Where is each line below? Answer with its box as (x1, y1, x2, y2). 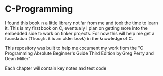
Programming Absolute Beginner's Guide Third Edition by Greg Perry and (5, 50, 154, 56)
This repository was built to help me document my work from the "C (5, 45, 144, 51)
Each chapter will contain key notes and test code (5, 65, 107, 71)
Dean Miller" (5, 55, 31, 61)
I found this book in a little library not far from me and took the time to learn (5, 20, 158, 26)
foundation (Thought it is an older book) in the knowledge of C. (5, 36, 133, 41)
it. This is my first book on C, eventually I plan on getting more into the (5, 25, 148, 31)
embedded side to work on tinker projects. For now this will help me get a (5, 30, 155, 36)
